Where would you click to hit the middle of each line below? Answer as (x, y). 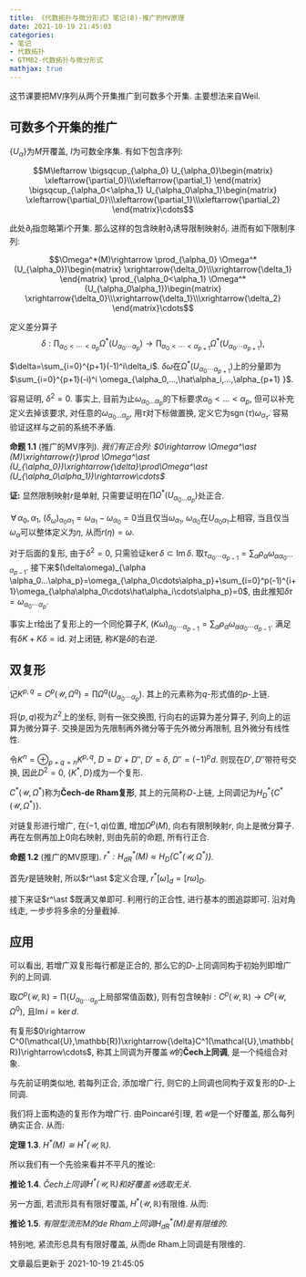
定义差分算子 (33, 327)
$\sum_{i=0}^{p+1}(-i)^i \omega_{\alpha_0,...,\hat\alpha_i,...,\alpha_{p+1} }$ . (152, 379)
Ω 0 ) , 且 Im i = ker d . (44, 1011)
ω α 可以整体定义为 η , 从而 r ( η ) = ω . (72, 533)
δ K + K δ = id (41, 638)
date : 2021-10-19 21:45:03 (61, 26)
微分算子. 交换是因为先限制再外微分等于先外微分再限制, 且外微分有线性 (157, 728)
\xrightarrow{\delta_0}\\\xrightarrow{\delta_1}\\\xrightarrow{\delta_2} (153, 298)
